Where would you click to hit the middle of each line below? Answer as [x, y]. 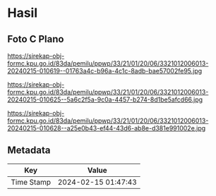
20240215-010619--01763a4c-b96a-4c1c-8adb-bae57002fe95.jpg [105, 71]
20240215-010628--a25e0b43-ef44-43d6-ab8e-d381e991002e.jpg [107, 128]
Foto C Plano [36, 39]
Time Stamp [31, 182]
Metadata [29, 151]
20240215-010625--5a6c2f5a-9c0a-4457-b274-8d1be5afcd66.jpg [105, 99]
